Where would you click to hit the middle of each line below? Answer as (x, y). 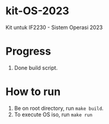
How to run (33, 92)
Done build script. (36, 68)
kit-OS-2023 (37, 11)
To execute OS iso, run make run (53, 115)
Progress (28, 51)
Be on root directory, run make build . (59, 108)
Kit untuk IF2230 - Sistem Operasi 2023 (54, 27)
